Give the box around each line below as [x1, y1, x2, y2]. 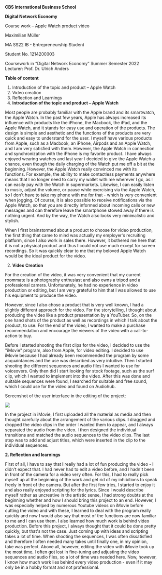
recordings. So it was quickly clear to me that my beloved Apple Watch [5, 248, 146, 254]
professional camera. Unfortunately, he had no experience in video [5, 282, 138, 288]
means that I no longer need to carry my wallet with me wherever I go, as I [5, 177, 153, 182]
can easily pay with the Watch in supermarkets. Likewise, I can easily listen [5, 182, 155, 187]
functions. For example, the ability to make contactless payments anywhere [5, 171, 156, 177]
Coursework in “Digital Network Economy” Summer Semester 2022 [5, 61, 139, 66]
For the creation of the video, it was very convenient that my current [5, 272, 141, 277]
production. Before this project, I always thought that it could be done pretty [5, 523, 156, 529]
